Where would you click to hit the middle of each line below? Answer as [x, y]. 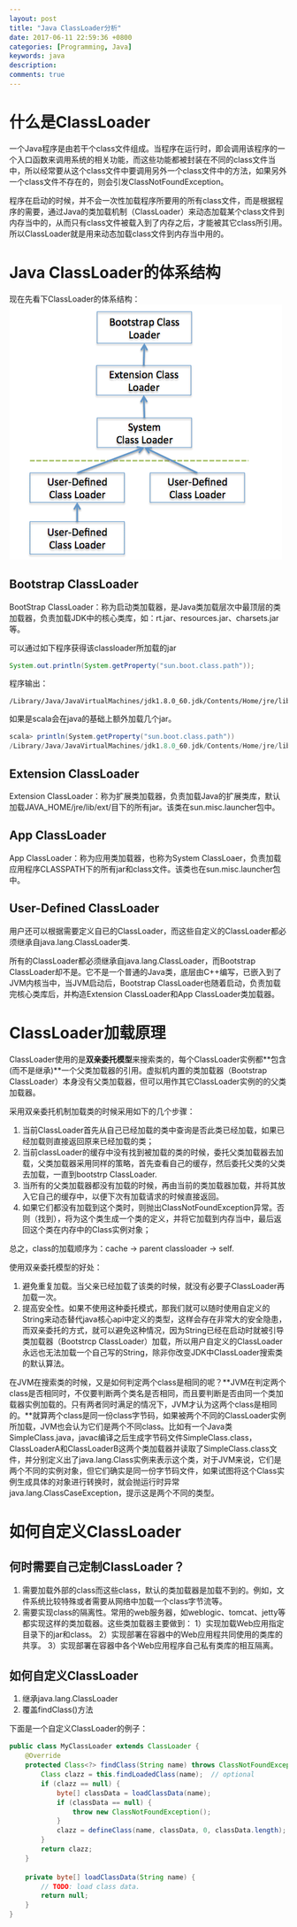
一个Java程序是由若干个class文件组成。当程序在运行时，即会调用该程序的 [144, 148]
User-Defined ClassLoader [84, 908]
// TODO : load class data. [91, 1886]
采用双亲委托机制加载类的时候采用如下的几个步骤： [102, 1111]
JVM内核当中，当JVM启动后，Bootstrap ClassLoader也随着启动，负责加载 [145, 983]
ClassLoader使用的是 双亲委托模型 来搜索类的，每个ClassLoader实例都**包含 [148, 1059]
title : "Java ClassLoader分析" [65, 28]
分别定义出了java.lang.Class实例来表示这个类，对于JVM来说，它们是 [157, 1459]
